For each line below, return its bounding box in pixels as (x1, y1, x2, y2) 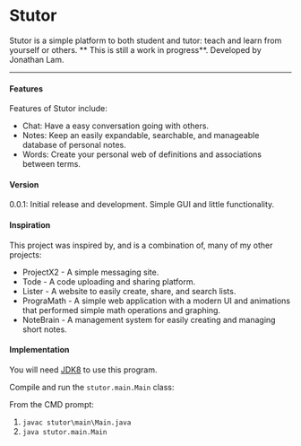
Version (9, 179, 39, 189)
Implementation (9, 345, 70, 355)
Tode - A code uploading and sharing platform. (21, 275, 196, 287)
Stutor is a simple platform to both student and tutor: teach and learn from (9, 35, 282, 46)
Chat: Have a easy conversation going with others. (21, 120, 209, 131)
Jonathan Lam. (9, 54, 64, 65)
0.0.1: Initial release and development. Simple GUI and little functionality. (9, 199, 275, 210)
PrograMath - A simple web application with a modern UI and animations (21, 295, 291, 306)
